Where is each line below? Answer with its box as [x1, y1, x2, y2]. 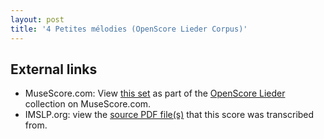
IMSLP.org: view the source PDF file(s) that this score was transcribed [24, 109, 315, 121]
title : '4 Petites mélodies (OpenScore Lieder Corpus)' [10, 24, 248, 34]
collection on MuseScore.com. [24, 98, 152, 110]
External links [10, 61, 98, 78]
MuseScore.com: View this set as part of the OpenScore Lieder [24, 87, 286, 100]
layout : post [10, 14, 65, 25]
